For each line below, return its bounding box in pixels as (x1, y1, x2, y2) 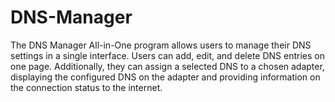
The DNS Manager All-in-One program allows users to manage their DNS (10, 39, 312, 51)
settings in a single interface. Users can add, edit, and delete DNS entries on (10, 49, 325, 61)
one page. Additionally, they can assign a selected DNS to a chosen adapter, (10, 60, 325, 72)
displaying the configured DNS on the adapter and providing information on (10, 71, 321, 83)
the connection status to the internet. (10, 81, 163, 93)
